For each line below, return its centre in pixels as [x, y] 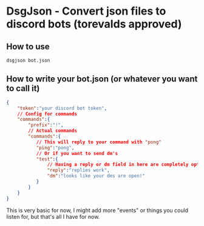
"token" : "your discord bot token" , [62, 108]
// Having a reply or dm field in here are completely [118, 165]
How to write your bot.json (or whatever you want [102, 79]
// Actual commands [53, 131]
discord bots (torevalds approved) [94, 24]
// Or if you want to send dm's [77, 153]
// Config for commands [47, 114]
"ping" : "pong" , [55, 148]
